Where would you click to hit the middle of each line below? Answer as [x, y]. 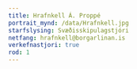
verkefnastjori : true [44, 45]
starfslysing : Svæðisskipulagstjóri [68, 30]
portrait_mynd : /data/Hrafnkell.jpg [68, 23]
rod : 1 [19, 52]
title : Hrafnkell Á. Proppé [55, 15]
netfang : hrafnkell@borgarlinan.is [67, 38]
